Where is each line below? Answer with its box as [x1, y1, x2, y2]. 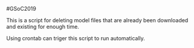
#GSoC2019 [6, 5, 36, 12]
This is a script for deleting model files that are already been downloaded [6, 17, 189, 23]
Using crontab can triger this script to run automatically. [6, 35, 145, 41]
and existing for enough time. [6, 23, 80, 30]
